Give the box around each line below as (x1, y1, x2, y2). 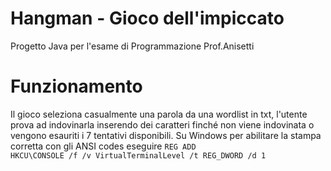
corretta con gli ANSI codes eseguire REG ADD (10, 140, 197, 152)
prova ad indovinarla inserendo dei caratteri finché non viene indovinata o (10, 118, 315, 131)
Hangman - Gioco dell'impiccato (10, 7, 285, 30)
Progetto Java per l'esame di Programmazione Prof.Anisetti (10, 40, 255, 52)
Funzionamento (10, 75, 143, 98)
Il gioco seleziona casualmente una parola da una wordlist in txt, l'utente (10, 108, 308, 120)
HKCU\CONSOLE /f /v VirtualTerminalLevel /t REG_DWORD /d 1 (10, 150, 267, 161)
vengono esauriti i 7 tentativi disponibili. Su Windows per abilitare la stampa (10, 129, 322, 141)
